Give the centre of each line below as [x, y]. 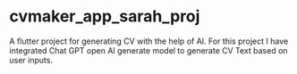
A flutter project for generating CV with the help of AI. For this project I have [149, 41]
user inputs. [31, 60]
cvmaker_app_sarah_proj [105, 16]
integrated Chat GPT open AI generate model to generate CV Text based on [148, 50]
